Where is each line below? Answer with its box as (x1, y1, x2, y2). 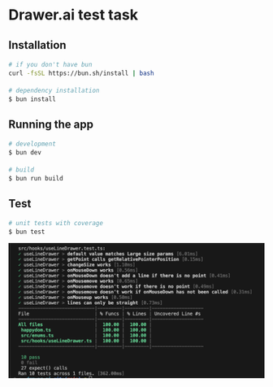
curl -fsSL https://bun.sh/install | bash (8, 69, 154, 77)
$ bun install (8, 95, 57, 103)
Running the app (8, 117, 93, 131)
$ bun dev (8, 149, 42, 157)
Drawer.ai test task (8, 6, 138, 24)
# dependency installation (8, 86, 100, 94)
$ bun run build (8, 174, 63, 182)
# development (8, 140, 57, 148)
